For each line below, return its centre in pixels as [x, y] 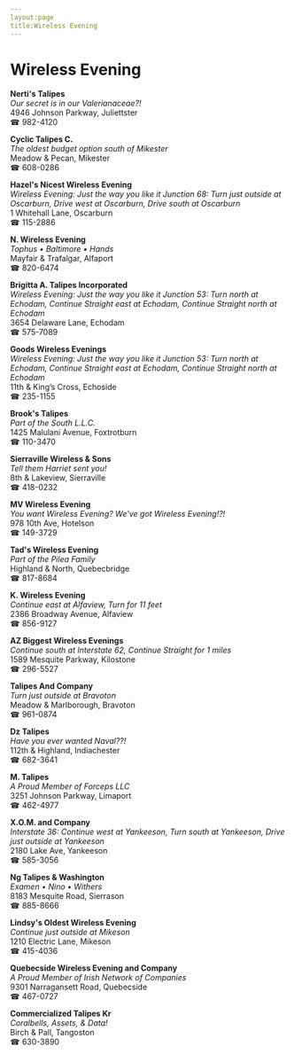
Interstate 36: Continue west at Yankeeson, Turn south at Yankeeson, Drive [147, 832]
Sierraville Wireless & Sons [61, 459]
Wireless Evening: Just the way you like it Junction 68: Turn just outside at [146, 194]
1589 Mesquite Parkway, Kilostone [73, 660]
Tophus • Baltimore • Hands [62, 249]
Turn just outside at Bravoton [63, 696]
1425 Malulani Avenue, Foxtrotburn [73, 433]
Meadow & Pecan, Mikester [60, 158]
